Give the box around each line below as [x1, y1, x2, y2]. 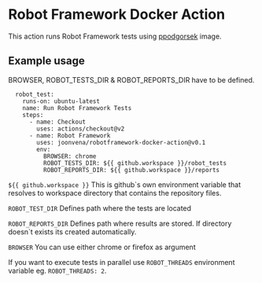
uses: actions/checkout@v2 [36, 124, 125, 133]
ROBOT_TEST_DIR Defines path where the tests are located [8, 203, 191, 213]
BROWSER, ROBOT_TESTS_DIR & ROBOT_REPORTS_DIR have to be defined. [8, 75, 255, 84]
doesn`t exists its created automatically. [8, 226, 137, 237]
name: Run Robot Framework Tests [22, 104, 132, 112]
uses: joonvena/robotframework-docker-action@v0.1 [36, 138, 206, 146]
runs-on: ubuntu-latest [22, 97, 101, 105]
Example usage [8, 54, 85, 68]
